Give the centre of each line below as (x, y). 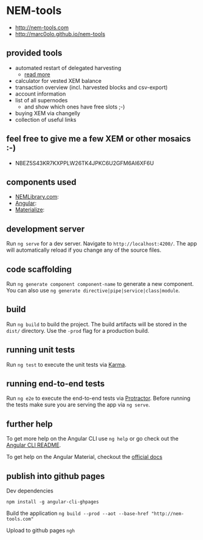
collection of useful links (46, 119)
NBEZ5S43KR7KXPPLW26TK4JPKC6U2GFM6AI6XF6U (84, 163)
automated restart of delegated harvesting (68, 68)
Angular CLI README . (34, 445)
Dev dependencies (30, 491)
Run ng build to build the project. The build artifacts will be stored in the (97, 324)
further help (29, 424)
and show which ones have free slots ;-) (74, 107)
